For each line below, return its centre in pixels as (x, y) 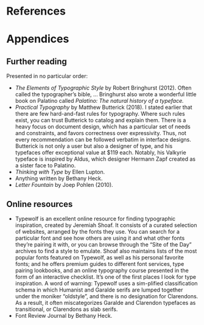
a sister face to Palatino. (45, 166)
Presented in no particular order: (47, 76)
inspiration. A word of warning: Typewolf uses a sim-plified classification (106, 283)
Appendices (38, 39)
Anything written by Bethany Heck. (59, 178)
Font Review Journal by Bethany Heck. (64, 316)
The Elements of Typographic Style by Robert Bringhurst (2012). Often (103, 88)
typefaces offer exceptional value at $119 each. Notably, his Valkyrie (101, 153)
